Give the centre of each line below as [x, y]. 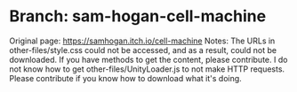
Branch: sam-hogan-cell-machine [138, 16]
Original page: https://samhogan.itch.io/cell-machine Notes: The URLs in [142, 41]
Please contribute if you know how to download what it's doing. [125, 78]
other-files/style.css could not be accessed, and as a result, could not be [143, 50]
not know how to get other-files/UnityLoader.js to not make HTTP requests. [147, 69]
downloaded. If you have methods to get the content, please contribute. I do [148, 59]
